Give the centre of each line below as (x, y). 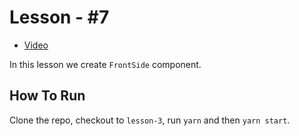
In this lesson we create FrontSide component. (105, 64)
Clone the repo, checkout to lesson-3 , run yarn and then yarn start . (150, 120)
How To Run (47, 96)
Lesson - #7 (59, 17)
